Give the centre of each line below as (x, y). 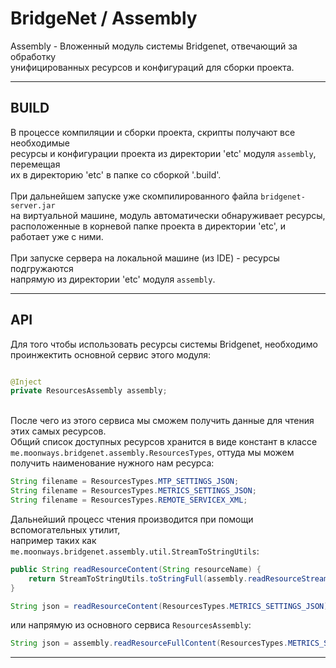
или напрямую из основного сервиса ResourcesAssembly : (131, 625)
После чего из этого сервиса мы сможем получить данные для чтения (162, 421)
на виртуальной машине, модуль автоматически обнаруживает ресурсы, (168, 215)
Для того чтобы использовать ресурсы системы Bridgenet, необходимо (164, 344)
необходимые (40, 143)
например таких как (53, 540)
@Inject (26, 382)
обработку (33, 56)
